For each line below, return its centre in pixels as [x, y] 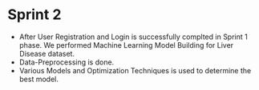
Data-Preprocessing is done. [67, 62]
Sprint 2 [34, 15]
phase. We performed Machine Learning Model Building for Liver [126, 45]
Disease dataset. [47, 53]
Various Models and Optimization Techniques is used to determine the [135, 70]
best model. [39, 79]
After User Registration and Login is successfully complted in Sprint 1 [133, 37]
